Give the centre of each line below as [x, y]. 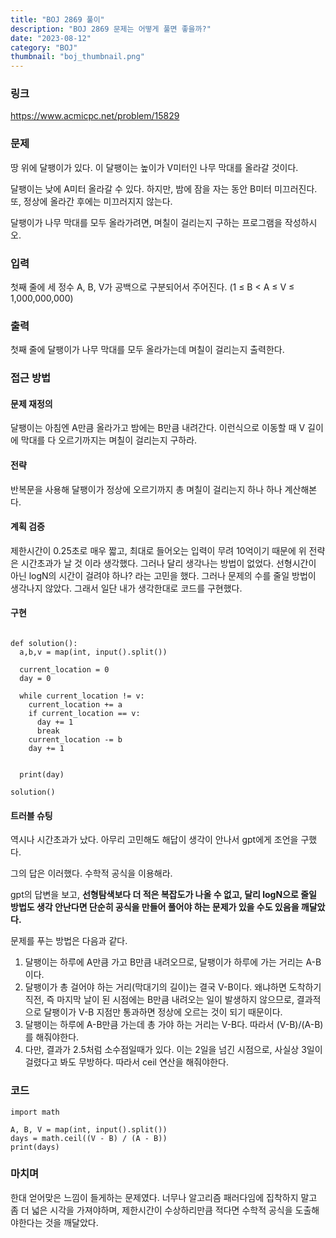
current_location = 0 [64, 670]
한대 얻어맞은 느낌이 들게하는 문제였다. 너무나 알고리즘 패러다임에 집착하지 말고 [164, 1197]
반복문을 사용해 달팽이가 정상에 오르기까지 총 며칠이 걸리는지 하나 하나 [146, 489]
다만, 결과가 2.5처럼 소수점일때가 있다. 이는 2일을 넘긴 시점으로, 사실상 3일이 [173, 1050]
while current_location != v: [82, 696]
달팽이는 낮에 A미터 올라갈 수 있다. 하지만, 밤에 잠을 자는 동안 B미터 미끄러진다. [164, 188]
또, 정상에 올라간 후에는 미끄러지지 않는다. [91, 201]
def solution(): [44, 644]
